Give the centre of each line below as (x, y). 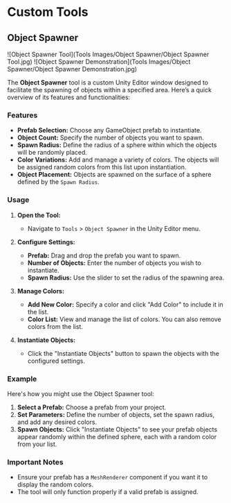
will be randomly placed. (52, 153)
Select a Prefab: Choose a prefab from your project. (92, 407)
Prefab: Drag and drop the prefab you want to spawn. (104, 255)
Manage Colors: (40, 291)
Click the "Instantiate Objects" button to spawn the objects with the (123, 353)
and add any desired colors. (57, 422)
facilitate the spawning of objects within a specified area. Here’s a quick (110, 90)
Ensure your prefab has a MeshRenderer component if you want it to (112, 477)
